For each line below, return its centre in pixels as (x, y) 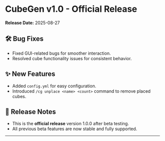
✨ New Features (30, 74)
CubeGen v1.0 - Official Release (71, 9)
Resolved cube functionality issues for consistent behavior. (72, 58)
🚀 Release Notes (31, 112)
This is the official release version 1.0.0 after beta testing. (70, 124)
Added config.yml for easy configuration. (54, 86)
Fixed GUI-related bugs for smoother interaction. (61, 53)
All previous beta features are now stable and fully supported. (75, 129)
